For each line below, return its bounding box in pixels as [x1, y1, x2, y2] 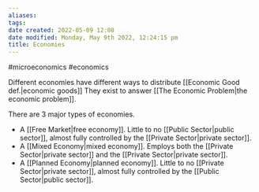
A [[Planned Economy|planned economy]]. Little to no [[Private [19, 158, 225, 168]
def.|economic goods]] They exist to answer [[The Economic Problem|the [8, 86, 248, 95]
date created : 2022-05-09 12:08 [8, 26, 114, 34]
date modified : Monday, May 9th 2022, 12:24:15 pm [8, 33, 178, 42]
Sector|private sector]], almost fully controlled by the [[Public [19, 167, 220, 176]
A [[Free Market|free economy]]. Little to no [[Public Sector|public [19, 125, 235, 135]
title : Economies [8, 41, 66, 49]
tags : [8, 19, 26, 27]
